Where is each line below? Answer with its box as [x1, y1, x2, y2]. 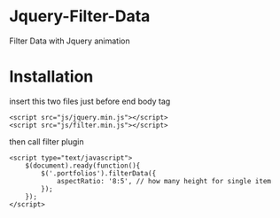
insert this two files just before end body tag [9, 96, 171, 106]
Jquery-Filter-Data [9, 6, 151, 27]
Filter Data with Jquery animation [9, 35, 130, 46]
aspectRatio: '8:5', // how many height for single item [56, 176, 272, 185]
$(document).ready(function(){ [25, 161, 141, 170]
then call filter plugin [9, 136, 84, 147]
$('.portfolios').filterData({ [41, 168, 157, 178]
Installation [9, 66, 94, 87]
